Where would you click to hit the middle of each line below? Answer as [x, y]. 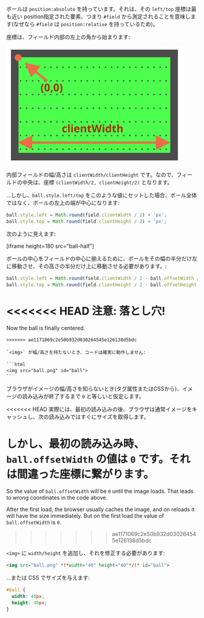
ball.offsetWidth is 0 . [34, 522]
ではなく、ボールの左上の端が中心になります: [63, 203]
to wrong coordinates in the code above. [57, 498]
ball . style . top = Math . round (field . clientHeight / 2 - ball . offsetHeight [102, 285]
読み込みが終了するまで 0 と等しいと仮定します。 [83, 396]
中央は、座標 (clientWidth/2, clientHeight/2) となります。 [97, 182]
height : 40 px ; [29, 603]
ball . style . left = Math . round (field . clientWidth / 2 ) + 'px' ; [87, 215]
